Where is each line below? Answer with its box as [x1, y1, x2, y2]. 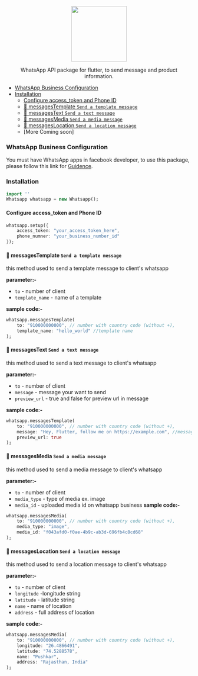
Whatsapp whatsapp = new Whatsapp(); [6, 197, 99, 202]
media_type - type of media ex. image [14, 495, 105, 502]
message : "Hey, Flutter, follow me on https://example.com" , [16, 429, 170, 434]
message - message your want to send [14, 388, 106, 395]
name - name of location [14, 603, 72, 610]
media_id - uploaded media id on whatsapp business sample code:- [14, 501, 180, 508]
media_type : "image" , [16, 524, 70, 530]
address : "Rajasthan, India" [16, 659, 88, 665]
